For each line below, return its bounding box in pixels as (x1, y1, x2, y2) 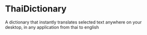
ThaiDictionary (5, 3, 67, 14)
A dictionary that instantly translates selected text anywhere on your (5, 19, 142, 25)
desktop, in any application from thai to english (5, 24, 99, 30)
